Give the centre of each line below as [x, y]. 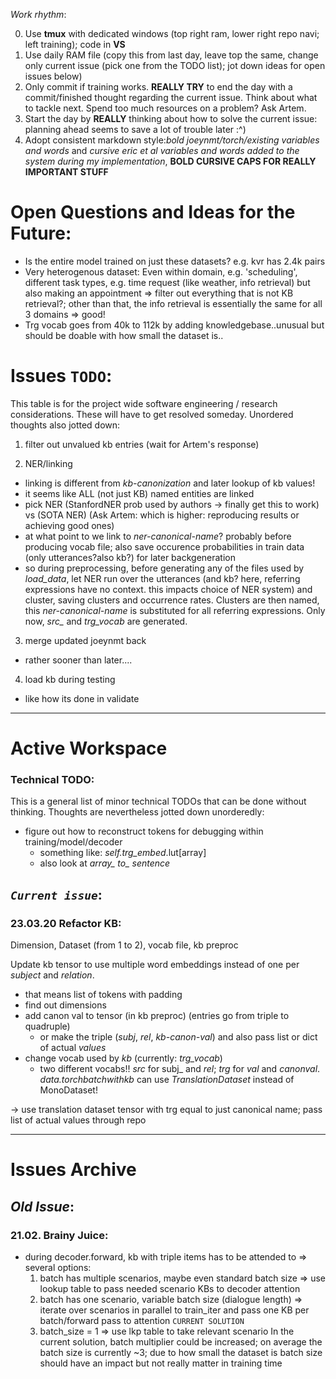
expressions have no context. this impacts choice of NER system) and [168, 589]
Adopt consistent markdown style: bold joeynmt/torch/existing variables [172, 140]
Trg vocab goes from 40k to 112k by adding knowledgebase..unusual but [174, 325]
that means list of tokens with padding [103, 995]
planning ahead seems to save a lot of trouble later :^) [135, 129]
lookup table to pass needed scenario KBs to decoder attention [170, 1288]
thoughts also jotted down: [65, 425]
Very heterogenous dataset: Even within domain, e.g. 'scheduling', [161, 271]
